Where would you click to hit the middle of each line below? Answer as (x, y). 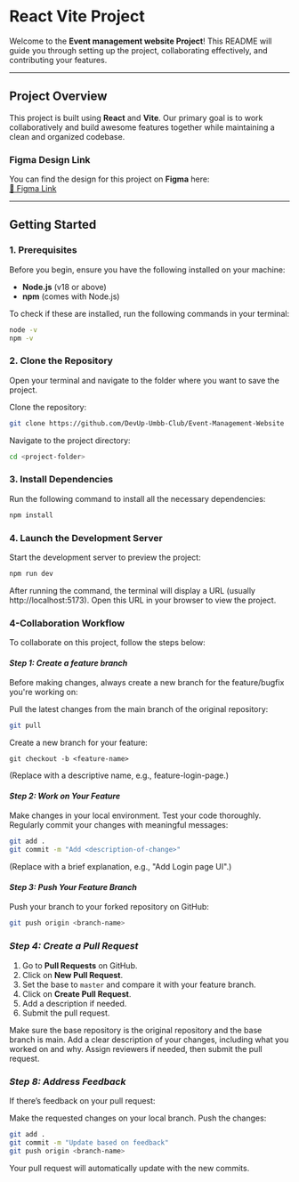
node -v (24, 330)
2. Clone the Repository (61, 360)
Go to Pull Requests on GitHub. (80, 965)
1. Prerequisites (43, 250)
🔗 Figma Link (33, 189)
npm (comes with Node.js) (71, 296)
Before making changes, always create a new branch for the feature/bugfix (147, 683)
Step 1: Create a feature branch (69, 663)
